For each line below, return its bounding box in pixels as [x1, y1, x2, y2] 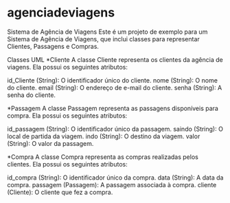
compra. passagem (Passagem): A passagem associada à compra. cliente [7, 180, 217, 189]
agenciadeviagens [7, 5, 115, 21]
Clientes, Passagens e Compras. [7, 42, 100, 50]
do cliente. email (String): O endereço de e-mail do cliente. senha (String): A [7, 83, 222, 92]
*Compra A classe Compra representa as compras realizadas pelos [7, 153, 199, 161]
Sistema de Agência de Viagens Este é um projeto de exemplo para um [7, 28, 208, 36]
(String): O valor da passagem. [7, 139, 94, 147]
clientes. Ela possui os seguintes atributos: [7, 160, 128, 168]
